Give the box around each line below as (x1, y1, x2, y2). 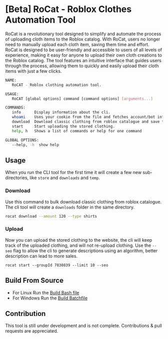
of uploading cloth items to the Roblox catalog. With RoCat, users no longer (5, 36, 160, 42)
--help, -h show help (11, 142, 59, 147)
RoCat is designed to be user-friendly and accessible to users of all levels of (5, 47, 162, 53)
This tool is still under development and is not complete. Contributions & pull (5, 322, 162, 329)
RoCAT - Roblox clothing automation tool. (11, 82, 101, 87)
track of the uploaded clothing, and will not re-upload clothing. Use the (5, 242, 151, 248)
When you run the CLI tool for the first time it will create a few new (5, 169, 141, 176)
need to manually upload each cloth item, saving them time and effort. (5, 41, 149, 47)
